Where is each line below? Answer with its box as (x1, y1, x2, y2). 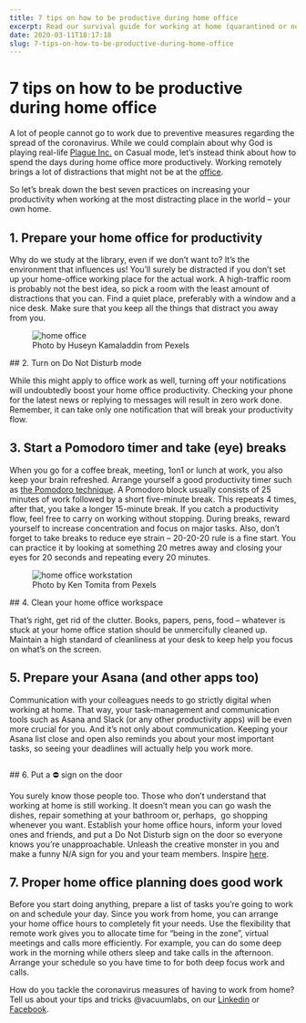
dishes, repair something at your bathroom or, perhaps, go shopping (9, 809, 269, 820)
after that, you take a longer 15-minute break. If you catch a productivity (9, 503, 280, 514)
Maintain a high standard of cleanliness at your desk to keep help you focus (9, 633, 293, 644)
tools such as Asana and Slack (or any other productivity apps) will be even (9, 714, 292, 725)
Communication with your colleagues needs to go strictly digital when (9, 694, 271, 705)
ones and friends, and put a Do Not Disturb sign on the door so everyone (9, 829, 283, 840)
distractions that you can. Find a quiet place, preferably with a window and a (9, 293, 296, 304)
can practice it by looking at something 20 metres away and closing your (9, 542, 282, 553)
